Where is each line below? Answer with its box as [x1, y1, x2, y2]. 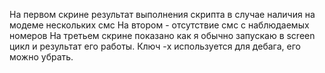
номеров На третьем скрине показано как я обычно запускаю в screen [9, 30, 316, 41]
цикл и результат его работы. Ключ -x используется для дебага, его [9, 40, 301, 52]
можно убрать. [9, 51, 74, 63]
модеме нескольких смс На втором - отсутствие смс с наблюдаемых [9, 19, 310, 31]
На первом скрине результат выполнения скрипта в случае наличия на [9, 9, 316, 20]
